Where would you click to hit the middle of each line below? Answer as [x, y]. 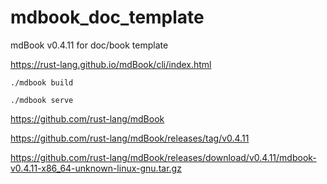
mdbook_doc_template [107, 17]
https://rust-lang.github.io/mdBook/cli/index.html [111, 64]
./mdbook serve [42, 100]
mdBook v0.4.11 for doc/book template [89, 45]
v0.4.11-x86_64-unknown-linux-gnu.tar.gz [96, 168]
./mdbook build [42, 82]
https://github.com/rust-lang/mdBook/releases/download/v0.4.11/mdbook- [163, 157]
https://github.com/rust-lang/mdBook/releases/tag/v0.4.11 [130, 138]
